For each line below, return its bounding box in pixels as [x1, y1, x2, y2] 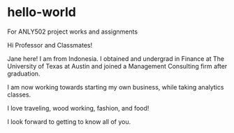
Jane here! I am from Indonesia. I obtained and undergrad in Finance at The [7, 54, 225, 63]
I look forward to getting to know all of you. [7, 117, 131, 126]
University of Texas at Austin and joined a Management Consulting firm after [7, 62, 228, 70]
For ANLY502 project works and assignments [7, 27, 138, 36]
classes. [7, 90, 31, 99]
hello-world [7, 4, 77, 20]
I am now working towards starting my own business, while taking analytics [7, 83, 224, 91]
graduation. [7, 69, 41, 78]
